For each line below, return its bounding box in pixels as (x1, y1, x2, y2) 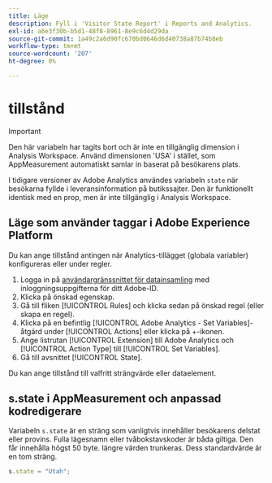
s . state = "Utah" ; (8, 468, 71, 476)
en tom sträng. (8, 452, 58, 462)
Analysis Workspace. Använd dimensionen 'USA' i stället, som (8, 150, 216, 160)
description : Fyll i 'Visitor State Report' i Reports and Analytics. (8, 20, 253, 28)
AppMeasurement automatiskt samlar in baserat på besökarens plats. (8, 159, 241, 169)
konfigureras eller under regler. (8, 259, 112, 268)
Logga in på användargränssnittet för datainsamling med (19, 274, 209, 285)
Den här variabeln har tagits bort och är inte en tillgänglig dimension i (8, 141, 240, 151)
